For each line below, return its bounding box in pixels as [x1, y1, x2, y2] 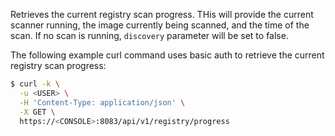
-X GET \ [19, 107, 56, 117]
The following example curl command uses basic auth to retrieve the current [10, 49, 325, 61]
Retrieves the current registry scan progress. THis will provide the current [10, 9, 314, 20]
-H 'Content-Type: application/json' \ [19, 97, 186, 108]
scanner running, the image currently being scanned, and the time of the [10, 19, 310, 31]
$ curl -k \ [10, 79, 60, 89]
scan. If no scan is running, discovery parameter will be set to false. [10, 30, 289, 41]
